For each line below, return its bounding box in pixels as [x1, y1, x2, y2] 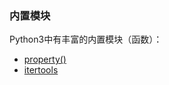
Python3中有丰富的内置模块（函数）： [9, 33, 163, 46]
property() [23, 53, 67, 66]
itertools [23, 64, 59, 76]
